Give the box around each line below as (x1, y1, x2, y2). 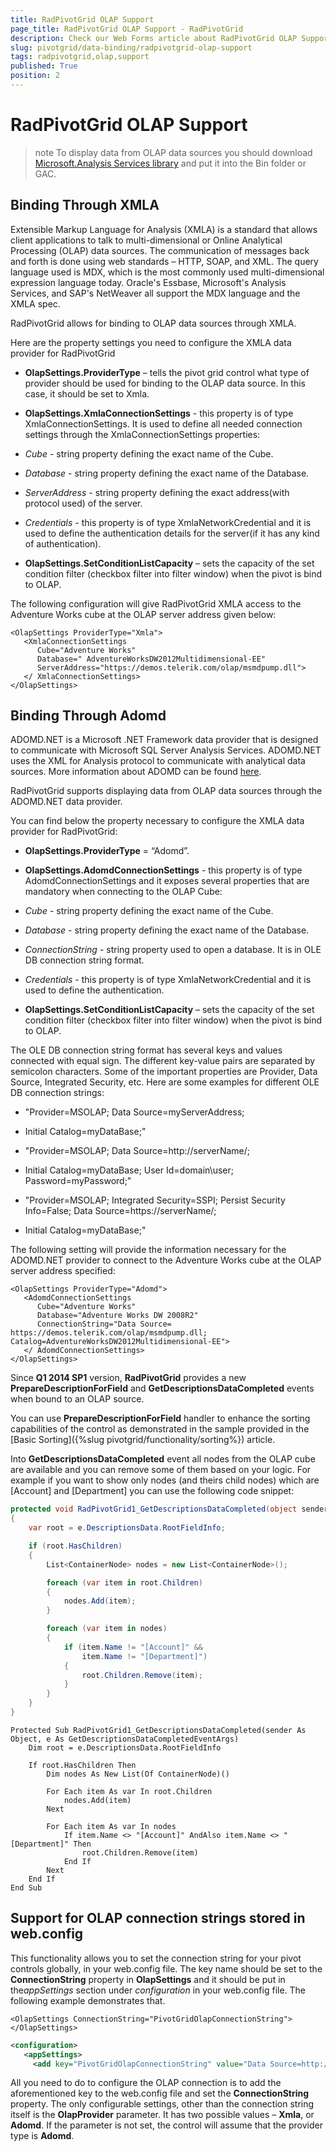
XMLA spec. (10, 297, 61, 310)
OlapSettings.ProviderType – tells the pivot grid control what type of (24, 366, 310, 378)
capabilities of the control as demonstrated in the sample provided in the (10, 1423, 310, 1435)
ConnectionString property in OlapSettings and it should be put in (10, 1973, 286, 1985)
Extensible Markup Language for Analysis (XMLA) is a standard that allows (10, 223, 318, 235)
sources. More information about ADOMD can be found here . (10, 766, 262, 778)
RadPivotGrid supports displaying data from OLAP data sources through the (10, 785, 323, 797)
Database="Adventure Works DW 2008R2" (36, 1311, 199, 1321)
